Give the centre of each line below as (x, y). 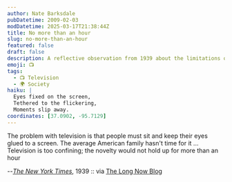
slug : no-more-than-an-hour (48, 39)
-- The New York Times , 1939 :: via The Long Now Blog (85, 171)
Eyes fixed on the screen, (52, 97)
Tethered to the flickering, (55, 103)
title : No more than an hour (49, 33)
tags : (15, 71)
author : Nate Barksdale (41, 13)
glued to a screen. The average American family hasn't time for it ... (103, 143)
